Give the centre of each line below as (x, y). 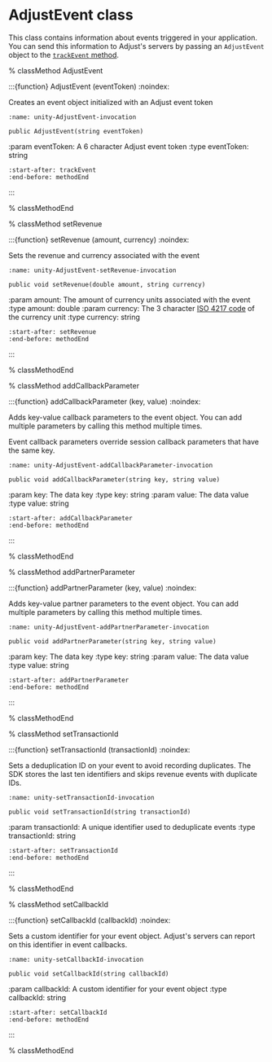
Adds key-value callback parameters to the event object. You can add (125, 417)
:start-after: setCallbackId (58, 1012)
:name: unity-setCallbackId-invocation (76, 959)
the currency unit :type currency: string (75, 317)
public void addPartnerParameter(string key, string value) (113, 641)
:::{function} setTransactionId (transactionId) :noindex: (99, 749)
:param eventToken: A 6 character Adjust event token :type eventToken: (129, 146)
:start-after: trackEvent (52, 170)
